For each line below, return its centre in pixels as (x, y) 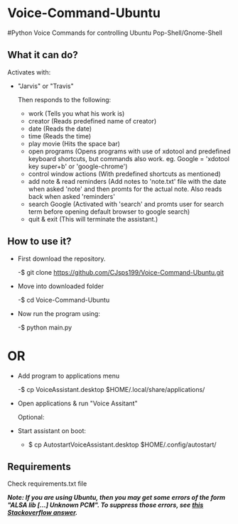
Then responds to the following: (64, 99)
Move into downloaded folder (61, 286)
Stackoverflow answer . (43, 513)
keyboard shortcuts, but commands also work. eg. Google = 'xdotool (129, 158)
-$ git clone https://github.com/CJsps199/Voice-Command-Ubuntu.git (121, 272)
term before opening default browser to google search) (109, 212)
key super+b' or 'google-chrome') (78, 166)
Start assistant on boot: (52, 430)
